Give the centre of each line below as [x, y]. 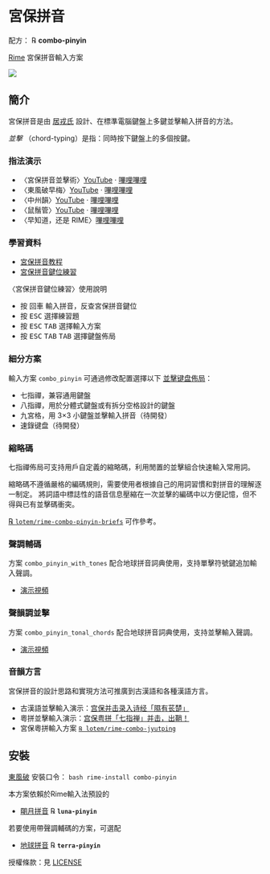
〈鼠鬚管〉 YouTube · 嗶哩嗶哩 [69, 210]
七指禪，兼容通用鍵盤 [55, 395]
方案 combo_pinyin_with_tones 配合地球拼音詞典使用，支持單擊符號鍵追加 [129, 563]
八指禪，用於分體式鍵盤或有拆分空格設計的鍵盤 [97, 405]
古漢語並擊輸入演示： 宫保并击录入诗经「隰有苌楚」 [104, 708]
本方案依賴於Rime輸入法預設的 [59, 794]
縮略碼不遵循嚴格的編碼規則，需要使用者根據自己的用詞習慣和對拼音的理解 [131, 484]
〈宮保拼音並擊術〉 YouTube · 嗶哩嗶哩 [83, 180]
